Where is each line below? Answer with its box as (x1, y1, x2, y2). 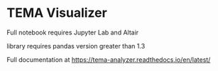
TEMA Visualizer (6, 5, 107, 21)
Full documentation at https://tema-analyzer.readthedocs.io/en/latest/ (6, 55, 211, 64)
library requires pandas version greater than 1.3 (6, 41, 146, 50)
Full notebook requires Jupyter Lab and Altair (6, 28, 139, 37)
